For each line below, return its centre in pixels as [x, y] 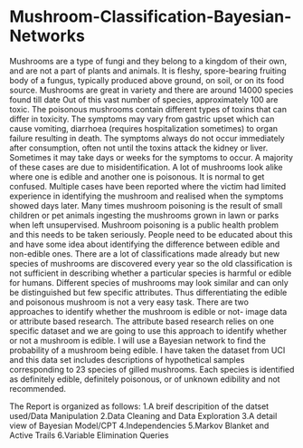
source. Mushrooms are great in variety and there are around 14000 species [151, 90]
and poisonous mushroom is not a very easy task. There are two [129, 302]
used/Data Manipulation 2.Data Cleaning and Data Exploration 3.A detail [143, 415]
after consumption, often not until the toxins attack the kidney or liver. [139, 148]
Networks [47, 36]
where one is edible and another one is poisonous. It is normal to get [137, 176]
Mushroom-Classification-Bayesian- [151, 17]
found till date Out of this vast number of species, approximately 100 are [144, 99]
